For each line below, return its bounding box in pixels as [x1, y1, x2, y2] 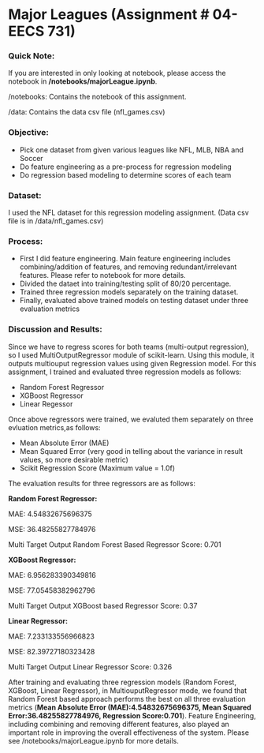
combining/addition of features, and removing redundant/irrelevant [19, 262, 237, 272]
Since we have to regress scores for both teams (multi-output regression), [8, 342, 250, 351]
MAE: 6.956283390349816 [8, 570, 96, 579]
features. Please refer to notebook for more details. [19, 271, 187, 280]
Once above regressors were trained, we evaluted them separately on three [8, 414, 254, 424]
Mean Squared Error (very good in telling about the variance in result [19, 446, 243, 455]
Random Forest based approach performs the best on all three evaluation [8, 694, 246, 703]
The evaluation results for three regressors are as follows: [8, 478, 195, 488]
